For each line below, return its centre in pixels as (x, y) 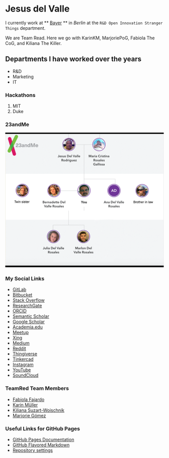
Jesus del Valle (37, 9)
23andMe (17, 124)
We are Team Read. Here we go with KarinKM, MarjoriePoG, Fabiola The (80, 38)
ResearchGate (27, 306)
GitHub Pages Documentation (43, 439)
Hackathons (20, 95)
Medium (21, 343)
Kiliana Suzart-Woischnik (38, 410)
